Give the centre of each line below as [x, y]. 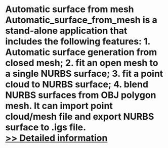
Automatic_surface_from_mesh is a [81, 20]
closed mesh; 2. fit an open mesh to [82, 63]
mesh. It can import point [59, 106]
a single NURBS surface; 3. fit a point [84, 74]
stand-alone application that [66, 31]
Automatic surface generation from [81, 52]
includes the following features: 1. [78, 42]
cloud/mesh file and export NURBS [80, 117]
